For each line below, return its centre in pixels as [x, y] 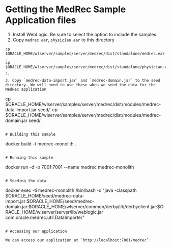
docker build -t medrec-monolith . [41, 143]
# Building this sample [31, 134]
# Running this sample [29, 157]
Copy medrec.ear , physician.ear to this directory [63, 40]
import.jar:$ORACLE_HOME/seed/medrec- [50, 201]
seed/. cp [48, 109]
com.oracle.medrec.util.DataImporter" [45, 217]
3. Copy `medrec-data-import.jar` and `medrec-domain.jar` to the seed [83, 80]
